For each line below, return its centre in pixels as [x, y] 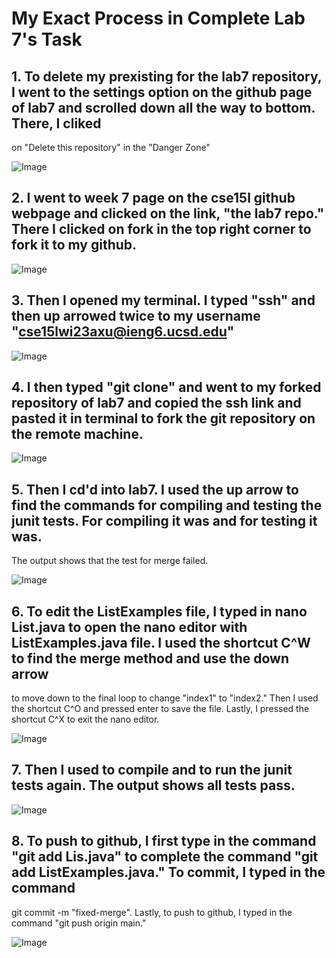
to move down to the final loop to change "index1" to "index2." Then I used [165, 698]
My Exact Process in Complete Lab [158, 18]
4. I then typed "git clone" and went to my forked [166, 387]
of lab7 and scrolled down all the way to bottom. [163, 107]
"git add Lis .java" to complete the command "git [165, 857]
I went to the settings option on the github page [162, 92]
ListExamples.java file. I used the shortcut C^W [161, 642]
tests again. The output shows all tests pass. [153, 785]
